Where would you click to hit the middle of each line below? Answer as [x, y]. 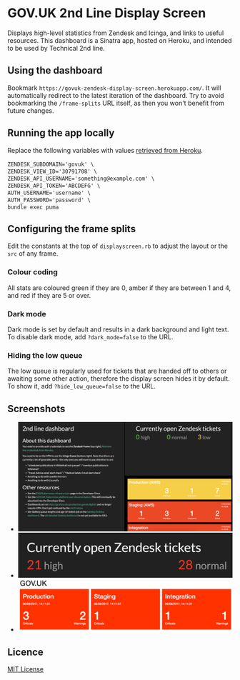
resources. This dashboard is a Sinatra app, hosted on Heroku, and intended [120, 40]
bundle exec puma [33, 207]
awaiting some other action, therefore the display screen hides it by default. [119, 379]
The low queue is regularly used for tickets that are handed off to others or [117, 371]
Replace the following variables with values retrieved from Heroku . [105, 150]
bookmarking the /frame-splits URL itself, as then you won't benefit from [116, 103]
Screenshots [36, 409]
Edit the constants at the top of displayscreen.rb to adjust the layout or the [118, 246]
